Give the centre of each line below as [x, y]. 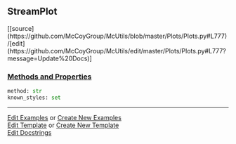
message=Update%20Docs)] [50, 58]
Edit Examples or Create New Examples [64, 117]
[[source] [21, 28]
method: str [25, 91]
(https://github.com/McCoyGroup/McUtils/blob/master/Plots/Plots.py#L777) [117, 36]
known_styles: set [34, 98]
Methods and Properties [50, 77]
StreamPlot [32, 12]
